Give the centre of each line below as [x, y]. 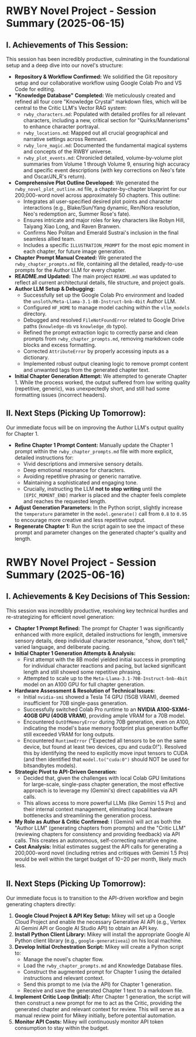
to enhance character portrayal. [61, 127]
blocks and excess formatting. [60, 345]
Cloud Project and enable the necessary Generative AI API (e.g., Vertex [100, 922]
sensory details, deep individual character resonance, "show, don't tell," [101, 641]
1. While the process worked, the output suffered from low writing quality [102, 382]
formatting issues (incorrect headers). [60, 395]
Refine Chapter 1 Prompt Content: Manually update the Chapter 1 [94, 445]
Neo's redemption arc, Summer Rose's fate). [77, 214]
